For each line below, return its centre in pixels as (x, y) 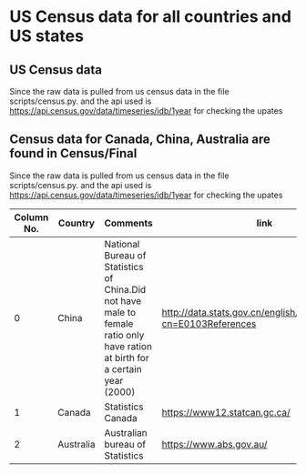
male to (120, 312)
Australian (126, 432)
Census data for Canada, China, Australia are (140, 140)
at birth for (127, 358)
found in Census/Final (73, 153)
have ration (128, 346)
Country (76, 223)
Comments (128, 223)
